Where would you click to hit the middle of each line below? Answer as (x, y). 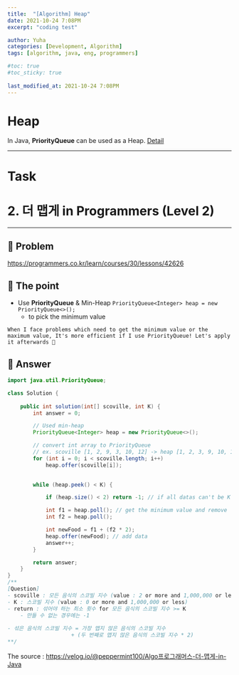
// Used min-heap (58, 426)
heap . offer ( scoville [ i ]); (84, 465)
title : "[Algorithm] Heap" (49, 14)
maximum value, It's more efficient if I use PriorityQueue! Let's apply (119, 336)
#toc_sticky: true (34, 73)
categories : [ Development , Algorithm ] (65, 47)
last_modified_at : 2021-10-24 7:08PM (63, 86)
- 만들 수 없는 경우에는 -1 (55, 615)
